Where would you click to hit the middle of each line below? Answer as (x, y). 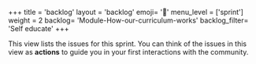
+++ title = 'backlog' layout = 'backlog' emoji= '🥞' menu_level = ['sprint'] (126, 12)
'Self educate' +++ (39, 28)
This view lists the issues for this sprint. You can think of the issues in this (127, 44)
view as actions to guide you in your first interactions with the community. (128, 52)
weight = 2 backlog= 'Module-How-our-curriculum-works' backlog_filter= (128, 20)
